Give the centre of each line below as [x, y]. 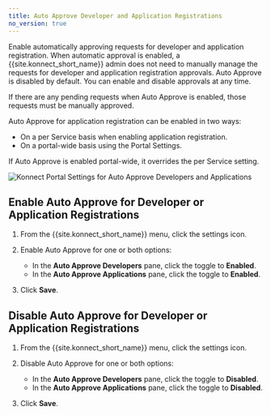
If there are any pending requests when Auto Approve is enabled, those [127, 96]
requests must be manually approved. [72, 105]
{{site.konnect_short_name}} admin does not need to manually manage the [133, 64]
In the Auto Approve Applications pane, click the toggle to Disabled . [147, 388]
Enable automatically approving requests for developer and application [126, 46]
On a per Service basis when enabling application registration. [124, 137]
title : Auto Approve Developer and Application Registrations [115, 16]
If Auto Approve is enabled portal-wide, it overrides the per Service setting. [134, 161]
